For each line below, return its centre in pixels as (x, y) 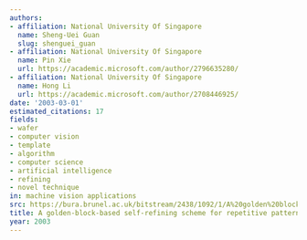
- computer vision (44, 137)
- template (30, 145)
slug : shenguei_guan (57, 43)
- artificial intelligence (61, 171)
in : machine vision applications (73, 196)
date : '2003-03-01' (47, 103)
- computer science (47, 162)
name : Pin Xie (44, 60)
